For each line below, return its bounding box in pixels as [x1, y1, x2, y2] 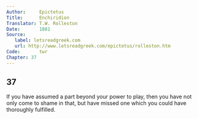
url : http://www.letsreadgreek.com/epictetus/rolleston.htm [14, 43, 171, 49]
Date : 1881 [6, 26, 51, 32]
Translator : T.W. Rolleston [6, 20, 78, 26]
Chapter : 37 [6, 54, 37, 60]
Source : [6, 32, 26, 38]
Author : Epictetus [6, 9, 64, 15]
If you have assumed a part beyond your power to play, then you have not [6, 93, 192, 101]
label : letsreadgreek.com [14, 37, 81, 43]
